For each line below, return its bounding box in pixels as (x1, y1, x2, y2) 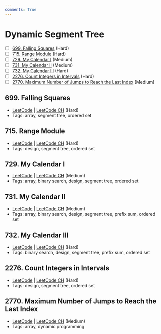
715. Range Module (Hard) (12, 51, 66, 57)
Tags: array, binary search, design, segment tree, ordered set (12, 178, 139, 184)
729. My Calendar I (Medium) (12, 56, 73, 62)
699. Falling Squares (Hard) (12, 45, 69, 51)
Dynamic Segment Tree (5, 28, 105, 40)
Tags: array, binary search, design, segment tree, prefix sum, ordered (12, 211, 156, 217)
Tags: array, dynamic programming (12, 323, 85, 329)
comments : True (5, 7, 37, 12)
